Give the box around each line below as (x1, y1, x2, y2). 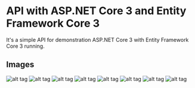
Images (6, 60, 35, 70)
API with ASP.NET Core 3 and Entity (6, 4, 187, 18)
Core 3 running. (6, 43, 45, 50)
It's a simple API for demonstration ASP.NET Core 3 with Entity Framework (6, 36, 189, 43)
